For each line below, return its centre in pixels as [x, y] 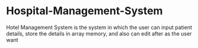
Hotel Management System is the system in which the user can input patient [99, 27]
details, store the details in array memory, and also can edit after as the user [99, 33]
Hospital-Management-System [84, 11]
